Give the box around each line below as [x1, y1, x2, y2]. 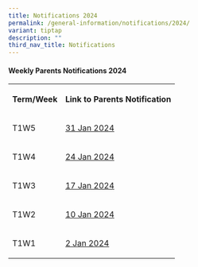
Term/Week [12, 94, 58, 105]
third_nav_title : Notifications [8, 41, 115, 49]
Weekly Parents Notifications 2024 [8, 65, 127, 75]
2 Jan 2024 [64, 238, 110, 249]
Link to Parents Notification [64, 94, 172, 105]
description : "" [8, 33, 62, 42]
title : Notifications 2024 [8, 11, 98, 20]
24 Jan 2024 [64, 152, 115, 163]
